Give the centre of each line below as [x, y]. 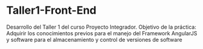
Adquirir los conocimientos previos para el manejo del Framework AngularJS [102, 33]
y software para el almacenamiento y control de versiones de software [95, 39]
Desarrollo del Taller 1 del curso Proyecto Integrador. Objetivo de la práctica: [101, 27]
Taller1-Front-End [52, 10]
